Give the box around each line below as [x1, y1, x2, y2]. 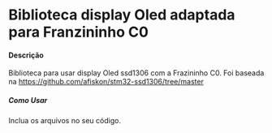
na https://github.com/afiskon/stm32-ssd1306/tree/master [8, 77, 205, 87]
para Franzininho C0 [8, 23, 149, 41]
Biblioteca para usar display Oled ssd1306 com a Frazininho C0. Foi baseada [8, 68, 265, 78]
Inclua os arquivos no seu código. [8, 116, 122, 126]
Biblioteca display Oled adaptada [8, 6, 235, 24]
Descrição [8, 50, 45, 60]
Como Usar [8, 95, 48, 105]
